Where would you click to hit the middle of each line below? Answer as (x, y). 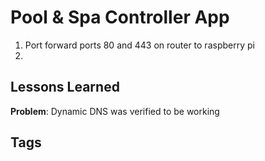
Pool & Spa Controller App (120, 17)
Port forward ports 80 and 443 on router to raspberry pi (139, 45)
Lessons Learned (65, 87)
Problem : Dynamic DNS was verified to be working (115, 111)
